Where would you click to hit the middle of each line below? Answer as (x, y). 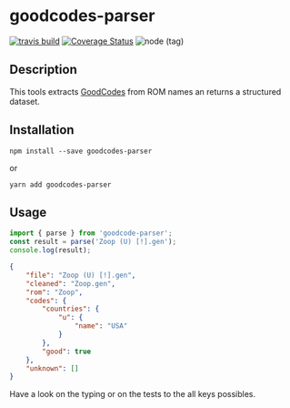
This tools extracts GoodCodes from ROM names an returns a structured (145, 91)
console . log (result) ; (50, 250)
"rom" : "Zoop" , (55, 292)
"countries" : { (71, 309)
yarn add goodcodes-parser (60, 184)
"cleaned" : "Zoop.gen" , (71, 283)
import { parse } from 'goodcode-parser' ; (91, 233)
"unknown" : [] (52, 368)
